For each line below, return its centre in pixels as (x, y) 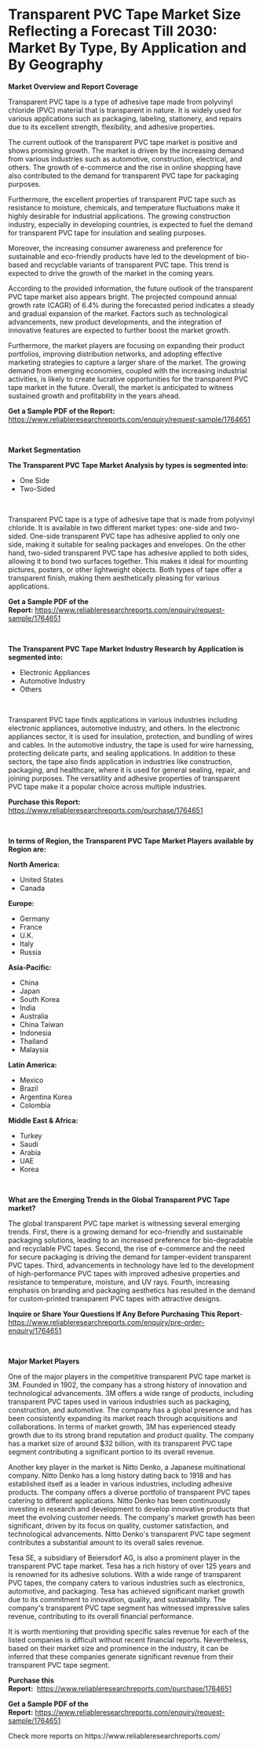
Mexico (31, 1080)
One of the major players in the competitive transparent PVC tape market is (130, 1376)
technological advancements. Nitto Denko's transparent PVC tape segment (130, 1534)
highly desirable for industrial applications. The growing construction (119, 216)
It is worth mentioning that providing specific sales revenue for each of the (129, 1631)
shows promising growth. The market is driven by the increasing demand (126, 150)
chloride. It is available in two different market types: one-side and (115, 527)
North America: (34, 864)
